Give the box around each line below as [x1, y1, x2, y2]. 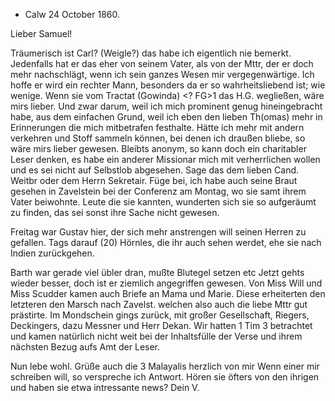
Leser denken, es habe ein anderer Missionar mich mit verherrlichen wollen [10, 154, 321, 165]
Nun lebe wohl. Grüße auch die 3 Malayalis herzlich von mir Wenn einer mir [10, 360, 320, 372]
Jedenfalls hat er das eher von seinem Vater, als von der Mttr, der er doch [10, 58, 314, 69]
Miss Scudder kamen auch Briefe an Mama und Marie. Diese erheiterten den [10, 288, 326, 299]
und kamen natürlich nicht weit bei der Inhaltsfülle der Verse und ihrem [10, 330, 303, 342]
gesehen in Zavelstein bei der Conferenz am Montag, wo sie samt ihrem [10, 185, 307, 197]
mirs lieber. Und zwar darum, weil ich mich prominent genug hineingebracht [10, 100, 323, 112]
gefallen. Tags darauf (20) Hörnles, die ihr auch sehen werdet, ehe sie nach [10, 237, 322, 248]
